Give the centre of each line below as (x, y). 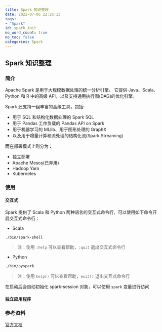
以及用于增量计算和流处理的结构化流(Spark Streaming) (68, 136)
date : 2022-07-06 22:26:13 (33, 14)
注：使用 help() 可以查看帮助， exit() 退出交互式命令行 (73, 276)
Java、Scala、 (143, 90)
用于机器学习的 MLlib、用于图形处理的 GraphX (59, 129)
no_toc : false (20, 38)
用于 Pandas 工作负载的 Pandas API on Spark (58, 124)
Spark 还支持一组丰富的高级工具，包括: (45, 107)
